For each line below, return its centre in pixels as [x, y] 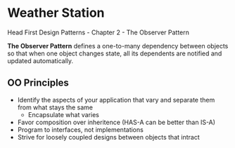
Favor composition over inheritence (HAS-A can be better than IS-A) [116, 122]
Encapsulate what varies [64, 114]
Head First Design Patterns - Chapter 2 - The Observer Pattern [99, 32]
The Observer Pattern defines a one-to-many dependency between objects [118, 46]
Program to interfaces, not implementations [81, 129]
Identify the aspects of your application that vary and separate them [116, 100]
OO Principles [38, 83]
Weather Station [56, 13]
